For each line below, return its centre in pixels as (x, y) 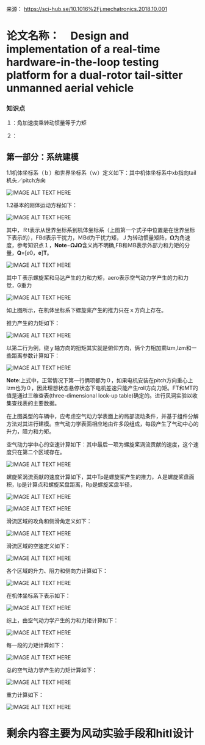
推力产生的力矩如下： (33, 323)
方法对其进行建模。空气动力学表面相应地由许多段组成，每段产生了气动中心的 (103, 424)
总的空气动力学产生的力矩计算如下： (52, 670)
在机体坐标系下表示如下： (38, 596)
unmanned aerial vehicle (70, 88)
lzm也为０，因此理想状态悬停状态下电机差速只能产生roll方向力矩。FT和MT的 (102, 388)
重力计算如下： (25, 695)
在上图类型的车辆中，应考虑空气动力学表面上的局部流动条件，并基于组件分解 (103, 416)
